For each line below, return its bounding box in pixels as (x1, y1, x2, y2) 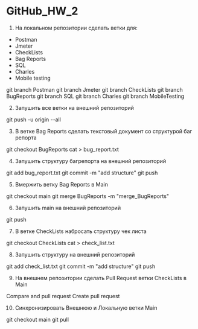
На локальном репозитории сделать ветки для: (14, 24, 138, 31)
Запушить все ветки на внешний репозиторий (14, 104, 135, 111)
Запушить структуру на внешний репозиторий (14, 251, 135, 258)
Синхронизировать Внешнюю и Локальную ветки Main (14, 304, 158, 311)
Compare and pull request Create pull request (6, 292, 120, 299)
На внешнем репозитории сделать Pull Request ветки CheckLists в (14, 274, 187, 281)
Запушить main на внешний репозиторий (14, 204, 121, 211)
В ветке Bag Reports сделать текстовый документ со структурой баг (14, 127, 193, 135)
